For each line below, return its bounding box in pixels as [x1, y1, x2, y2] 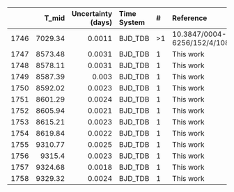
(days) [90, 17, 113, 27]
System [118, 17, 145, 27]
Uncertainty [72, 9, 113, 18]
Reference [171, 13, 208, 23]
